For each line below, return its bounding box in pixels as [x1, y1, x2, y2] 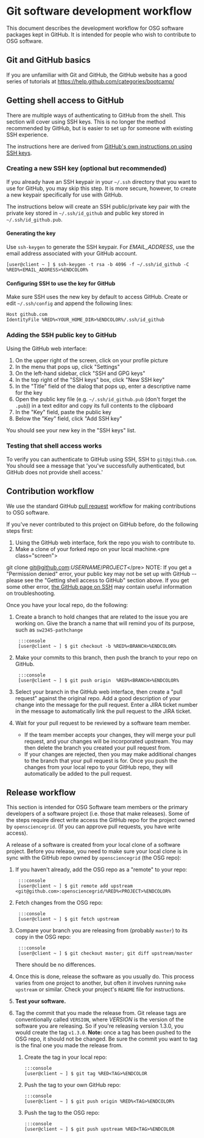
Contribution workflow [6, 486, 94, 497]
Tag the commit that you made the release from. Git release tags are [15, 1010, 187, 1017]
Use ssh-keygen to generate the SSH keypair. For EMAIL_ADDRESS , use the [6, 244, 195, 251]
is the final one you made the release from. [15, 1042, 123, 1049]
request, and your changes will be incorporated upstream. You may [24, 737, 194, 745]
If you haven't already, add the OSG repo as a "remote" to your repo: [15, 866, 188, 873]
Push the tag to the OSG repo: [24, 1109, 100, 1117]
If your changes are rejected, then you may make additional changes [24, 750, 197, 757]
